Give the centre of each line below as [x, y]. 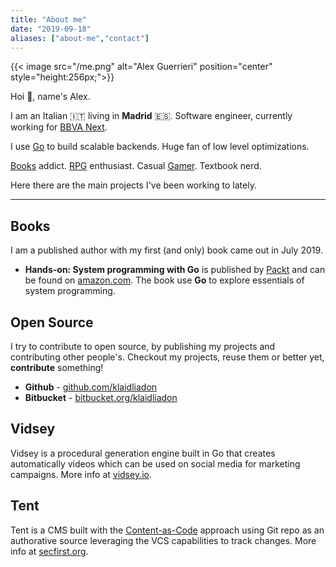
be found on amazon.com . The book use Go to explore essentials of [164, 280]
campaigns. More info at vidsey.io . [81, 474]
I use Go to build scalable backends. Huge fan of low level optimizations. [160, 147]
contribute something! [57, 367]
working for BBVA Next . [59, 127]
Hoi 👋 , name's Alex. [50, 97]
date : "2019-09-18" [51, 29]
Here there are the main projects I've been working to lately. [133, 185]
